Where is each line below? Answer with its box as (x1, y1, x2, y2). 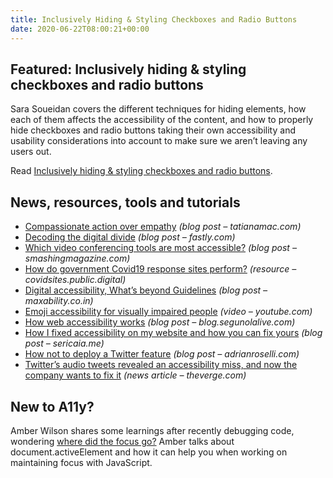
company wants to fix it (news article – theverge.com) (24, 369, 247, 381)
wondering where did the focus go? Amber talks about (10, 435, 235, 447)
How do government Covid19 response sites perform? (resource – (24, 263, 297, 275)
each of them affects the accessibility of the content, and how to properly (10, 114, 314, 126)
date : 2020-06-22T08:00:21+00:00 (10, 24, 150, 34)
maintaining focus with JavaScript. (10, 456, 153, 468)
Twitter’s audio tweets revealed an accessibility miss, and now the (24, 359, 298, 371)
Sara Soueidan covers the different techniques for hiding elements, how (10, 103, 307, 115)
